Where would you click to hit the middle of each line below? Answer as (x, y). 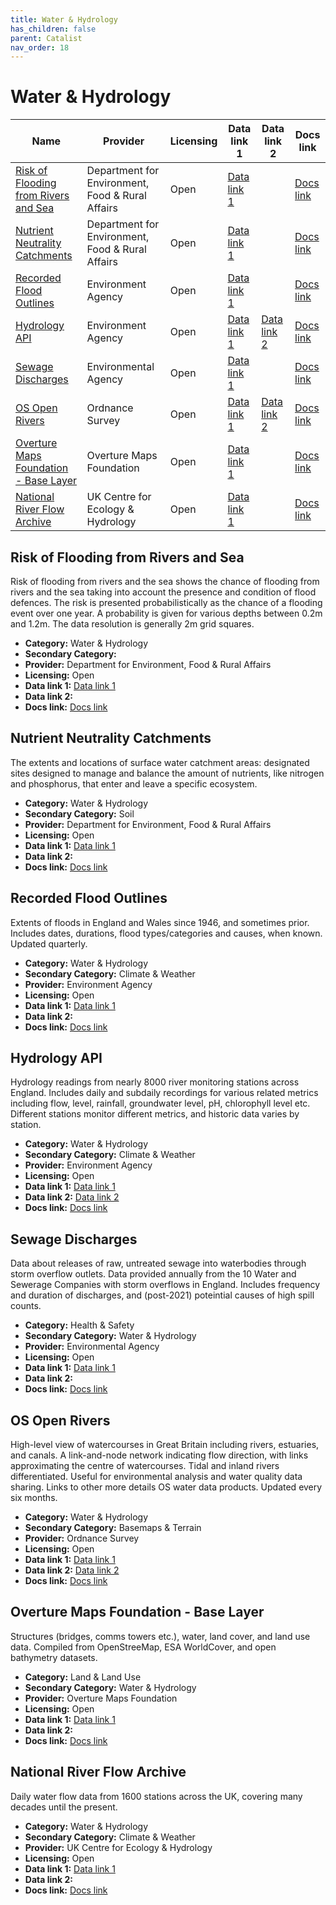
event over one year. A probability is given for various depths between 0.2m (166, 613)
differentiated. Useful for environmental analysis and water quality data (156, 1477)
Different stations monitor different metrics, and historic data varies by (155, 1114)
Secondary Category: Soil (79, 813)
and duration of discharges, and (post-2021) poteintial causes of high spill (162, 1295)
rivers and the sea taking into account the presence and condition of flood (163, 592)
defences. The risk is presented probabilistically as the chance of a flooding (166, 602)
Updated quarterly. (49, 943)
